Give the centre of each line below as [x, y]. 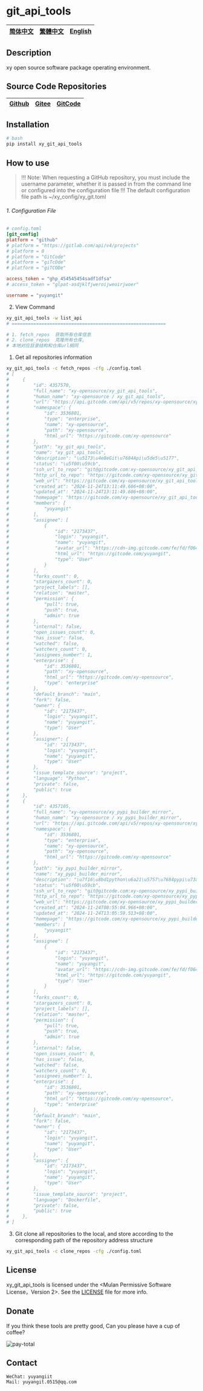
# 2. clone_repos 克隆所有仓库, [46, 340]
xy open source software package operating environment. [79, 67]
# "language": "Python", [48, 779]
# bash [14, 138]
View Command [35, 307]
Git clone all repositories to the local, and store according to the [94, 1234]
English [81, 31]
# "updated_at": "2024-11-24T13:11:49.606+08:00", [82, 492]
